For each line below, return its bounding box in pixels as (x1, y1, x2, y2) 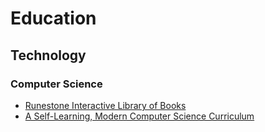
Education (10, 7, 97, 30)
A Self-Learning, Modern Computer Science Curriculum (24, 110, 255, 122)
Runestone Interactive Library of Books (24, 99, 187, 111)
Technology (10, 47, 87, 64)
